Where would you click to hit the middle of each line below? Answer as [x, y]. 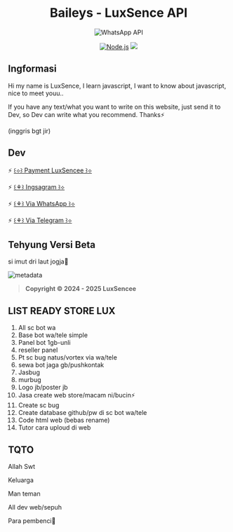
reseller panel [38, 350]
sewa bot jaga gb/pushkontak [61, 365]
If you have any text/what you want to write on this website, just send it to [114, 107]
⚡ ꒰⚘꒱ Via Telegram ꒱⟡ [40, 220]
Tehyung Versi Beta [52, 244]
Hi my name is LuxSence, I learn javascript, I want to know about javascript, [117, 86]
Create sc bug [39, 405]
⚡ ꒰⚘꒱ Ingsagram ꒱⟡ [36, 186]
